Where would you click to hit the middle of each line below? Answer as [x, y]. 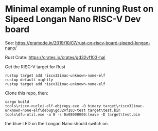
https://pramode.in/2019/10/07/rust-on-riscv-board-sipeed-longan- [83, 43]
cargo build [17, 102]
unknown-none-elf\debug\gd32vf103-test [45, 110]
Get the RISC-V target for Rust [35, 67]
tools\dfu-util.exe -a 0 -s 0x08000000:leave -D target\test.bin [72, 115]
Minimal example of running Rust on [79, 9]
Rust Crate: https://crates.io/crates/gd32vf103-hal [55, 57]
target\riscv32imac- [124, 106]
